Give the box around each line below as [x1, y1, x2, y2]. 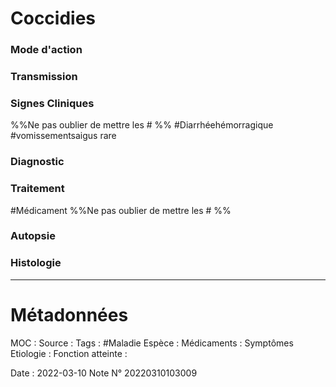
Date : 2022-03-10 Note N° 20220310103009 [10, 367, 198, 379]
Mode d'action [10, 43, 83, 57]
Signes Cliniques [10, 96, 95, 110]
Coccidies [10, 7, 97, 30]
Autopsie [10, 229, 56, 243]
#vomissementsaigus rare [10, 130, 117, 142]
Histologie [10, 256, 62, 270]
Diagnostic [10, 155, 65, 169]
